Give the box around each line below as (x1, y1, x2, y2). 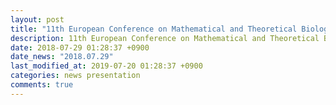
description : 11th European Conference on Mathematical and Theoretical (10, 33, 320, 43)
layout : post (10, 14, 65, 25)
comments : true (10, 80, 74, 90)
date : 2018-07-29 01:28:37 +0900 (10, 42, 150, 53)
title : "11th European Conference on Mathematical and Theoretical (10, 24, 298, 34)
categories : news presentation (10, 71, 141, 81)
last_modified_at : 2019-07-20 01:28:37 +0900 (10, 61, 203, 71)
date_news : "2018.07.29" (10, 52, 114, 62)
